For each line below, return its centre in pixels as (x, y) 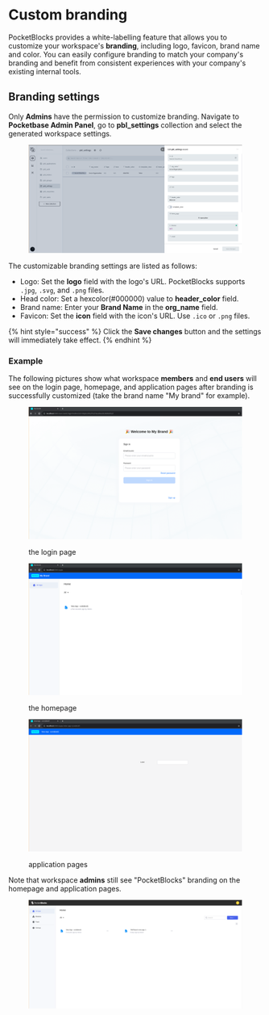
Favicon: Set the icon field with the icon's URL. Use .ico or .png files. (135, 316)
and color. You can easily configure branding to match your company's (126, 54)
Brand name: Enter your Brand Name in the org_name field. (119, 307)
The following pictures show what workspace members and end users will (133, 379)
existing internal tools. (45, 71)
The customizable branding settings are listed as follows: (103, 266)
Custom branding (68, 15)
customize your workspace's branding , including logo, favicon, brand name (134, 45)
